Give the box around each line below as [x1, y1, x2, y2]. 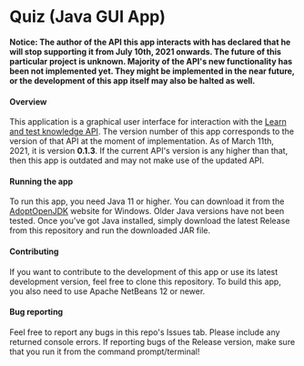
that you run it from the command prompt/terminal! [9, 346, 200, 357]
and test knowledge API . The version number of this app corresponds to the [9, 126, 294, 137]
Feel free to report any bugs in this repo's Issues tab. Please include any [9, 326, 280, 338]
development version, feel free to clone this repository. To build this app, [9, 276, 282, 287]
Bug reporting [9, 307, 64, 318]
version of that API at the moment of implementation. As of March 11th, [9, 136, 275, 147]
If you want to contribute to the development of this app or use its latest [9, 266, 279, 277]
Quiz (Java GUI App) [9, 6, 166, 27]
